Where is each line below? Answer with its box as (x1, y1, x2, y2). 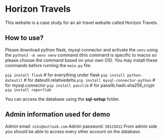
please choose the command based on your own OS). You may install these (5, 57, 158, 63)
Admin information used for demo (5, 110, 110, 118)
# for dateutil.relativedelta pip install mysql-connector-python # (23, 77, 156, 83)
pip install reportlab (5, 87, 51, 93)
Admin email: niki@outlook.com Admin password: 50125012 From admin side (5, 123, 158, 129)
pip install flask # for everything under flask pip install (5, 72, 125, 78)
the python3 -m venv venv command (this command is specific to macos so (5, 52, 157, 58)
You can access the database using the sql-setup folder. (5, 96, 120, 102)
